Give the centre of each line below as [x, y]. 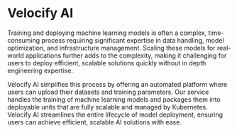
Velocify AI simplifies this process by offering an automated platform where [117, 84]
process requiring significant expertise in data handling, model [133, 40]
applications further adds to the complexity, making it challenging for [126, 55]
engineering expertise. [40, 70]
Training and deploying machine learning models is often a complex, [107, 33]
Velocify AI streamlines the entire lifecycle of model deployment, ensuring [115, 115]
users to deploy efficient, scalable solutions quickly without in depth [107, 63]
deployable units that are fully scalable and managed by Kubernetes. [108, 107]
